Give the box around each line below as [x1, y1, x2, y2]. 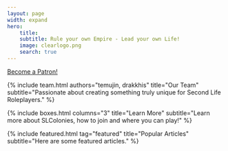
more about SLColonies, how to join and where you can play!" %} [7, 116, 193, 124]
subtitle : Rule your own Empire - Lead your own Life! [19, 36, 180, 43]
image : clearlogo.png [19, 42, 81, 49]
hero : [7, 23, 23, 30]
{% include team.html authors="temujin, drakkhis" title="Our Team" [7, 81, 199, 89]
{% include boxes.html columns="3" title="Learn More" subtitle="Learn [7, 108, 210, 117]
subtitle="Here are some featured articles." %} [7, 137, 139, 145]
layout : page [7, 10, 45, 17]
